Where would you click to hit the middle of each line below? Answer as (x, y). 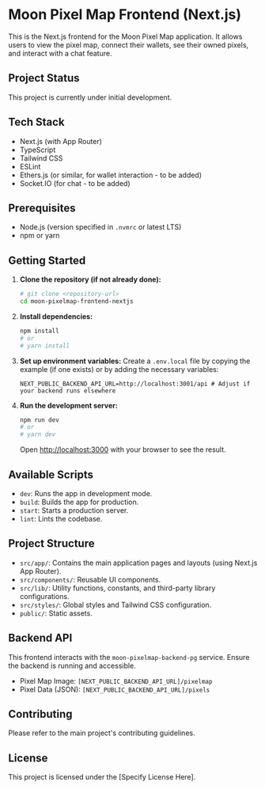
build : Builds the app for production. (79, 502)
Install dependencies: (56, 316)
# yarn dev (38, 434)
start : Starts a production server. (74, 510)
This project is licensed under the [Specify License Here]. (102, 777)
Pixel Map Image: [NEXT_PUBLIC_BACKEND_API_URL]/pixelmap (116, 681)
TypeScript (38, 150)
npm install (39, 331)
